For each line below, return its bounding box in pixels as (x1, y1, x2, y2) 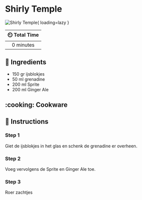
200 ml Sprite (12, 81, 40, 87)
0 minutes (12, 41, 35, 48)
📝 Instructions (5, 117, 49, 125)
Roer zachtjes (5, 189, 33, 196)
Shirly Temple (5, 3, 62, 15)
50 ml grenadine (12, 76, 45, 82)
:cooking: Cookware (5, 101, 68, 109)
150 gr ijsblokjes (12, 71, 45, 77)
